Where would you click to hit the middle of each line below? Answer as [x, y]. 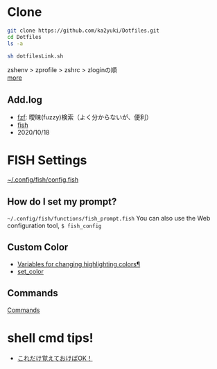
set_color [30, 271]
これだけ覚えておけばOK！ [55, 358]
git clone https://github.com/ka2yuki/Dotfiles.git [83, 31]
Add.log [25, 100]
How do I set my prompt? [62, 201]
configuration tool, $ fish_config [54, 225]
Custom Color [38, 247]
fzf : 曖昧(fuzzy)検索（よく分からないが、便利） [85, 117]
